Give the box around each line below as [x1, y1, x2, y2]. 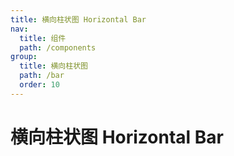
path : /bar [19, 71, 65, 81]
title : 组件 [19, 33, 67, 43]
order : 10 [19, 80, 60, 90]
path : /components [19, 42, 97, 53]
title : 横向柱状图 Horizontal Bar [10, 14, 147, 25]
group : [10, 52, 38, 62]
